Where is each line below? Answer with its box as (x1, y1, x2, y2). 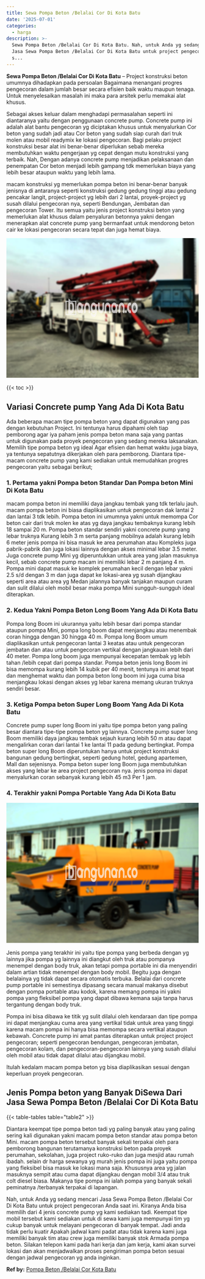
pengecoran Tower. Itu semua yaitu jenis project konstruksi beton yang (6, 206, 185, 214)
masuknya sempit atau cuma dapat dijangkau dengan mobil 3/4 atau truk (6, 1170, 190, 1178)
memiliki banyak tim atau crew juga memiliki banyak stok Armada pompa (6, 1234, 189, 1242)
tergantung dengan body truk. (6, 1001, 82, 1008)
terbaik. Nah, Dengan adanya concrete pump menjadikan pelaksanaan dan (6, 156, 194, 163)
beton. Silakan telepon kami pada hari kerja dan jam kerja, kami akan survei (6, 1241, 196, 1248)
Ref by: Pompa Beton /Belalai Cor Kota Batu (6, 1266, 117, 1273)
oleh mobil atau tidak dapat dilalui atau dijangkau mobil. (6, 1051, 146, 1059)
